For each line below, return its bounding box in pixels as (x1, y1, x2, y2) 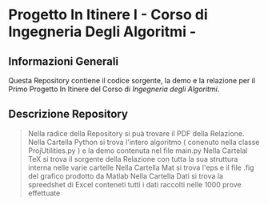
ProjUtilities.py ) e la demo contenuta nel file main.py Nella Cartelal (27, 146, 248, 155)
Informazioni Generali (8, 54, 118, 68)
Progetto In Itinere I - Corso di (8, 6, 208, 24)
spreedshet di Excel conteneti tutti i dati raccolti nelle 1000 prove (27, 179, 242, 189)
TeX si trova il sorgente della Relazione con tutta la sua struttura (27, 154, 238, 163)
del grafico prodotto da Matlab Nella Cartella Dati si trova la (27, 171, 224, 181)
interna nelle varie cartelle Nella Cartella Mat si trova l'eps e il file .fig (27, 163, 254, 172)
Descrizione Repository (8, 107, 128, 121)
